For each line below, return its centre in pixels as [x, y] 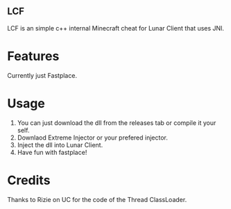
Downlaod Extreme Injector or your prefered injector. [93, 137]
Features [33, 56]
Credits [29, 180]
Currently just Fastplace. [42, 75]
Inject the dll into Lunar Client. [60, 144]
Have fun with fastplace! [52, 152]
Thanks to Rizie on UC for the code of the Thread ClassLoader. [97, 199]
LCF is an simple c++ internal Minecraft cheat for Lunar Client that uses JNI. [115, 28]
